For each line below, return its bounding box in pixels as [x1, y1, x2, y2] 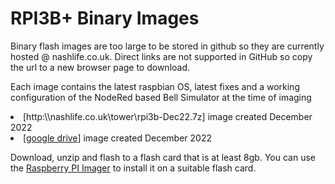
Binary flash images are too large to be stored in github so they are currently [10, 40, 325, 52]
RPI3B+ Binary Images [10, 7, 200, 30]
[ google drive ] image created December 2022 [23, 132, 213, 144]
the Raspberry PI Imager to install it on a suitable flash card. [10, 162, 257, 174]
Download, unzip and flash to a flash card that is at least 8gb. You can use [10, 151, 316, 163]
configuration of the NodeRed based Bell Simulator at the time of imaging [10, 91, 312, 103]
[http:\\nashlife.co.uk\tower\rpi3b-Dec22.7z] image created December [23, 110, 313, 122]
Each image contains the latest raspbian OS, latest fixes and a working [10, 80, 300, 92]
